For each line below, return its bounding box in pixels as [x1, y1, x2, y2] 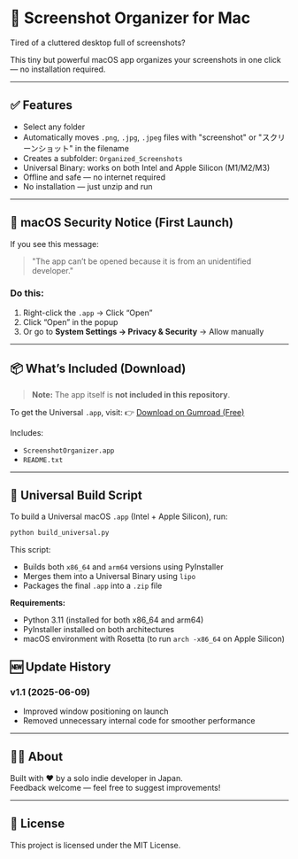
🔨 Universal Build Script [10, 488, 142, 503]
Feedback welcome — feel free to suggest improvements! [10, 782, 221, 793]
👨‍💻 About [10, 749, 64, 764]
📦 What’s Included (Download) [10, 361, 187, 376]
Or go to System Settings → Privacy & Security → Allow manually [22, 326, 264, 337]
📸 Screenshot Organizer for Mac [10, 8, 251, 28]
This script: [10, 545, 51, 555]
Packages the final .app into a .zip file [22, 580, 163, 592]
